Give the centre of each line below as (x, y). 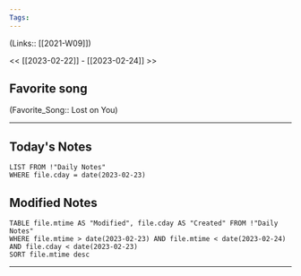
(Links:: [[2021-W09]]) (50, 43)
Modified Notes (53, 203)
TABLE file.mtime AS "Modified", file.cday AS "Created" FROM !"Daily (144, 224)
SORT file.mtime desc (50, 255)
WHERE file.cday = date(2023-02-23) (77, 176)
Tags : (19, 17)
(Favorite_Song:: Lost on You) (64, 110)
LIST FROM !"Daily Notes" (57, 168)
